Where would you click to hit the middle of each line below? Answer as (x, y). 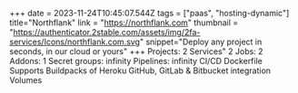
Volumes (26, 80)
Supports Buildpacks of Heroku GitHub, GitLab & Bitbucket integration (140, 70)
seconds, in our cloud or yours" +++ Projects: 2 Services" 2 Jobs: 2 (136, 51)
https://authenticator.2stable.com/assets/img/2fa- (107, 32)
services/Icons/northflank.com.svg (75, 42)
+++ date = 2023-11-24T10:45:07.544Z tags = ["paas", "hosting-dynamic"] (149, 13)
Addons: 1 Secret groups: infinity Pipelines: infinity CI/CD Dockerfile (136, 61)
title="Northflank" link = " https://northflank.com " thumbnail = (124, 23)
